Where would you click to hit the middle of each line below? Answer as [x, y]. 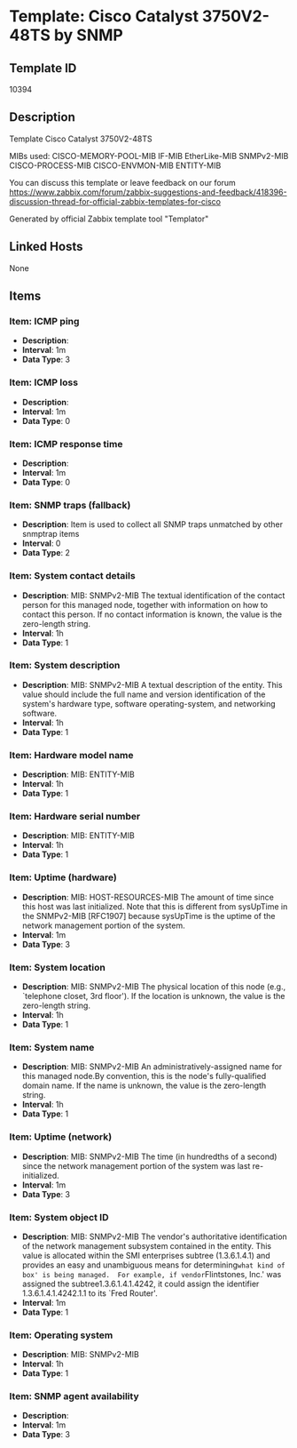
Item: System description [65, 666]
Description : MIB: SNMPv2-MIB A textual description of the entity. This [152, 684]
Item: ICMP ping [44, 321]
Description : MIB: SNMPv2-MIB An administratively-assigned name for [152, 1067]
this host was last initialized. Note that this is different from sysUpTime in [155, 906]
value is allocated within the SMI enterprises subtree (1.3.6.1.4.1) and [146, 1255]
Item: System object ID [59, 1217]
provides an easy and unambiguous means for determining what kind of [153, 1265]
